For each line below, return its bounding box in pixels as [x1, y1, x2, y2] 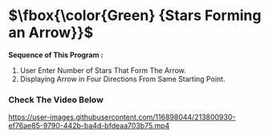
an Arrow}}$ [8, 23, 94, 42]
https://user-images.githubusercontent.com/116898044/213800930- [8, 112, 236, 122]
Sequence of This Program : [8, 50, 104, 59]
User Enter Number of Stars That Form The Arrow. [19, 65, 186, 75]
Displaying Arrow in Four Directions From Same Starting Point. [19, 74, 226, 83]
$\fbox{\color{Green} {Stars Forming [8, 6, 262, 25]
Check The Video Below [8, 94, 104, 105]
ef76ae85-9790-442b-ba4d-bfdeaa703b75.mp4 [8, 121, 170, 131]
